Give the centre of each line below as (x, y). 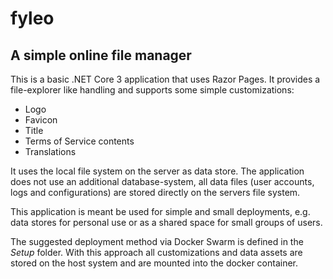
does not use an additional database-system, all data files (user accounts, (162, 181)
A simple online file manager (101, 55)
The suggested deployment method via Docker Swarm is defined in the (157, 241)
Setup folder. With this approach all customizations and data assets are (156, 252)
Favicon (41, 120)
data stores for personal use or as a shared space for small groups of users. (166, 222)
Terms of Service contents (79, 141)
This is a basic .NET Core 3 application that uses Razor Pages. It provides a (165, 79)
